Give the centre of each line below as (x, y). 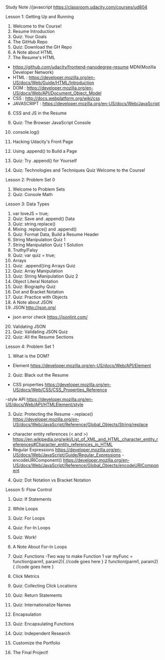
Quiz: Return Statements (37, 595)
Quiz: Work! (24, 537)
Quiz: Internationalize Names (42, 605)
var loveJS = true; (31, 214)
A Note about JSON (33, 302)
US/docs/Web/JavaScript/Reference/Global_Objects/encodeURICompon (86, 465)
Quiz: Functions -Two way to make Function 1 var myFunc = (73, 556)
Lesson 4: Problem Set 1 (30, 346)
